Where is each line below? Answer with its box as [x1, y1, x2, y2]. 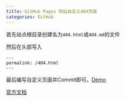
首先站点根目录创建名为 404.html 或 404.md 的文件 [6, 30, 120, 38]
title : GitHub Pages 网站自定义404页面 [6, 8, 97, 15]
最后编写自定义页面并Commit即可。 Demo [6, 76, 107, 83]
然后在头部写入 [6, 43, 42, 50]
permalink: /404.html [6, 60, 59, 66]
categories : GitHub [6, 14, 54, 20]
